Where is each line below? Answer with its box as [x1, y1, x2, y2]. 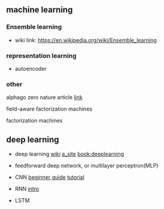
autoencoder [14, 65, 47, 72]
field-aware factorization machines [6, 105, 93, 113]
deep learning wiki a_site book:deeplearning [14, 150, 124, 158]
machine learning [6, 5, 73, 15]
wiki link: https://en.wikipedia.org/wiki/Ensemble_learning [14, 36, 157, 44]
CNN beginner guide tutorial [14, 174, 85, 181]
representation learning [6, 51, 77, 59]
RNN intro [14, 186, 40, 193]
